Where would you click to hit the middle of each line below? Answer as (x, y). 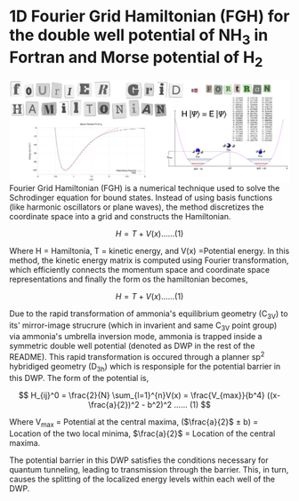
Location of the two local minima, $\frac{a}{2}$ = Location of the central (142, 433)
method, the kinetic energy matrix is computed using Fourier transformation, (149, 260)
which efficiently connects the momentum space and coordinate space (139, 269)
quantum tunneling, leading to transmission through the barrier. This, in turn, (149, 469)
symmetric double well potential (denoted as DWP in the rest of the (132, 346)
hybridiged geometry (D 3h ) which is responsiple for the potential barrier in (145, 367)
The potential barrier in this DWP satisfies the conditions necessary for (139, 460)
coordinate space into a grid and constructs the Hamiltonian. (120, 216)
